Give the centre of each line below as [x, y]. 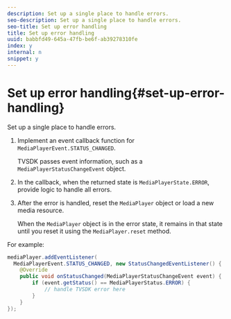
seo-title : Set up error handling [57, 26]
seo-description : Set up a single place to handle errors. [94, 20]
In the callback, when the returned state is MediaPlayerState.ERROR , [113, 182]
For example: [26, 244]
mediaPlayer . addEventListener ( [52, 257]
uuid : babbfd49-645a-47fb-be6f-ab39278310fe [72, 40]
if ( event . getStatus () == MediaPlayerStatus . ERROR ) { [111, 283]
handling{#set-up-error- [152, 93]
